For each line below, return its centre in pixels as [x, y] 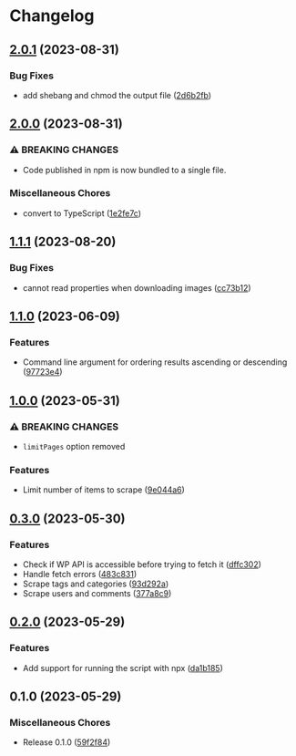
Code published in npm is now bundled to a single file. [124, 170]
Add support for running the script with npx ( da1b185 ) [122, 668]
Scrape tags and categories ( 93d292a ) [96, 584]
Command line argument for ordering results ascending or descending [155, 362]
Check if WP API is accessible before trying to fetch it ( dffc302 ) [142, 564]
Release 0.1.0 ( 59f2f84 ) [66, 742]
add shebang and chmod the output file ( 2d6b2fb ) [117, 95]
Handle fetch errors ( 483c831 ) [80, 574]
